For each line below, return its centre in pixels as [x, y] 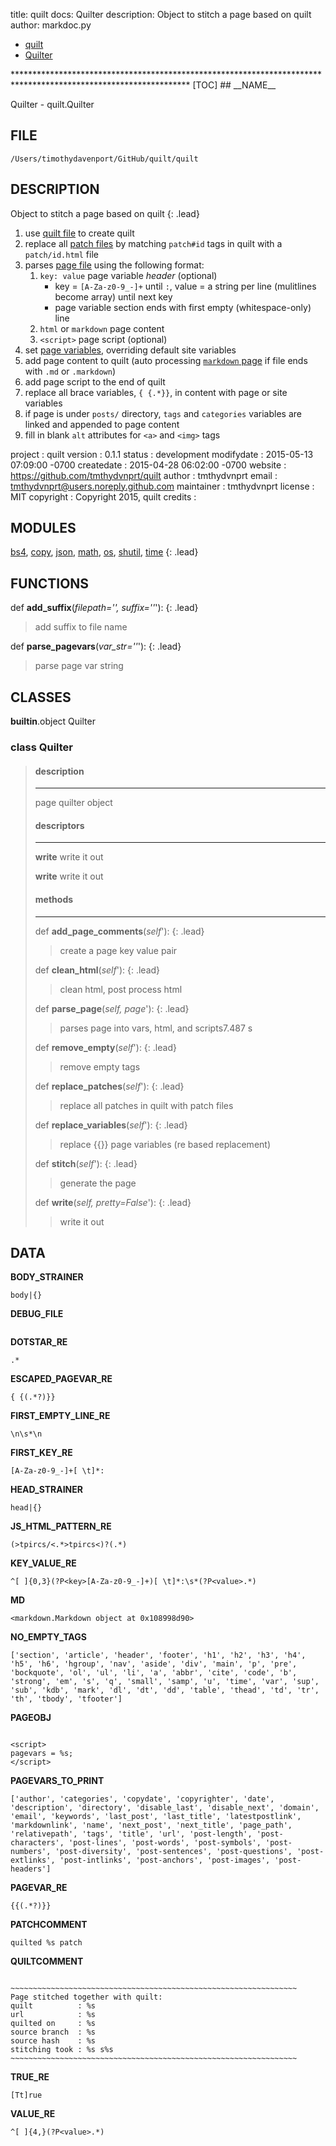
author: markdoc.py [51, 25]
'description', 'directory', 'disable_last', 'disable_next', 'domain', [165, 1808]
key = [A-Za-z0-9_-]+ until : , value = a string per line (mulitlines [185, 286]
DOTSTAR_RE [39, 1342]
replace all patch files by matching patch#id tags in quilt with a [153, 243]
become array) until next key [113, 296]
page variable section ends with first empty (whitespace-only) [183, 307]
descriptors [59, 825]
